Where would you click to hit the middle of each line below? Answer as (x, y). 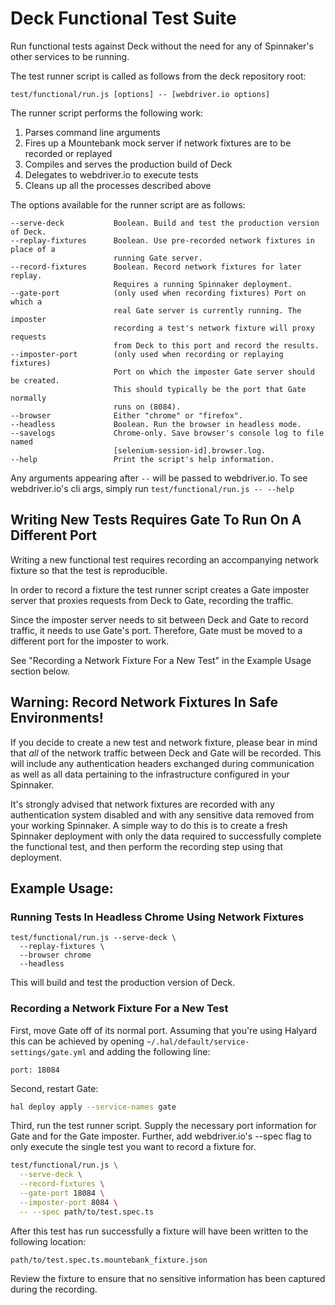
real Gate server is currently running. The (207, 310)
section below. (40, 671)
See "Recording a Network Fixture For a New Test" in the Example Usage (161, 660)
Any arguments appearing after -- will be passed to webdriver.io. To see (159, 478)
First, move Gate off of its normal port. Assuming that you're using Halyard (164, 1030)
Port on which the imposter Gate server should (214, 372)
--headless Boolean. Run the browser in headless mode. (156, 424)
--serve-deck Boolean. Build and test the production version (165, 223)
